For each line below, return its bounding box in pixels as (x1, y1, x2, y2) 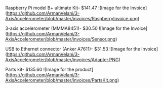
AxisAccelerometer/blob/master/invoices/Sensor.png (5, 36, 116, 42)
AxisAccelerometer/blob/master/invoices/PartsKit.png (5, 77, 118, 83)
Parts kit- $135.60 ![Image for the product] (5, 66, 94, 72)
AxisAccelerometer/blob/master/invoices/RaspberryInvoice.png (5, 16, 138, 21)
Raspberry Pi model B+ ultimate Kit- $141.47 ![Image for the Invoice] (5, 5, 147, 11)
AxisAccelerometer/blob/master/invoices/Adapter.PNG (5, 57, 119, 63)
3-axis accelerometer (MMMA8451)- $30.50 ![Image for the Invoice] (5, 25, 148, 31)
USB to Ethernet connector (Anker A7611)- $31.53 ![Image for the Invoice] (5, 46, 158, 52)
